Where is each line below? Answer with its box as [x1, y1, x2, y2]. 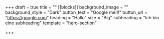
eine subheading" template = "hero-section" [5, 20, 97, 26]
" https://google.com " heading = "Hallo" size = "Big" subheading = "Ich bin [5, 15, 159, 20]
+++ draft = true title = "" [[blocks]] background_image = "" [5, 4, 129, 10]
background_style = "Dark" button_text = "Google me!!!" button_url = [5, 9, 148, 15]
